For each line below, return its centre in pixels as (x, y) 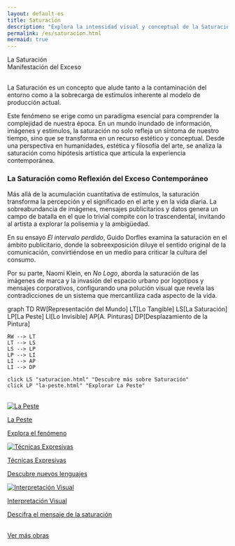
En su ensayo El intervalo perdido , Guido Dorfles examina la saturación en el (117, 237)
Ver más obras (28, 535)
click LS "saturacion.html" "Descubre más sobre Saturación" (98, 379)
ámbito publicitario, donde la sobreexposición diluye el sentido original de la (117, 245)
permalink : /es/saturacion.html (54, 33)
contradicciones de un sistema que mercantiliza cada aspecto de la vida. (112, 295)
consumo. (22, 259)
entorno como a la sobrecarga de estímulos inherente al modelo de (104, 95)
